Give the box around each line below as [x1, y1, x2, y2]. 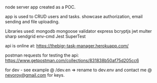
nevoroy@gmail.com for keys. [5, 72, 65, 78]
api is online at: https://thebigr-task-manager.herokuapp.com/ [5, 43, 129, 48]
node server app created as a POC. [5, 4, 76, 10]
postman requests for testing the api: [5, 52, 79, 58]
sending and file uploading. [5, 19, 60, 24]
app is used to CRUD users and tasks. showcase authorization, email [5, 14, 143, 19]
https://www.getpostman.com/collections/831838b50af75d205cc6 [5, 58, 140, 63]
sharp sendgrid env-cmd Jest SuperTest [5, 34, 86, 39]
